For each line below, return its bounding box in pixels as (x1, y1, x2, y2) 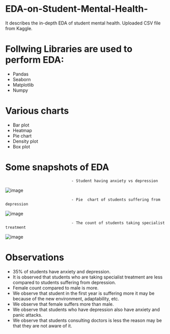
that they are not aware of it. (12, 322, 72, 329)
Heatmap (12, 127, 32, 133)
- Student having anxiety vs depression (71, 178, 158, 184)
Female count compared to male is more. (12, 285, 99, 291)
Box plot (12, 143, 31, 149)
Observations (5, 251, 65, 263)
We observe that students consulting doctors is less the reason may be (12, 317, 162, 323)
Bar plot (12, 122, 30, 128)
